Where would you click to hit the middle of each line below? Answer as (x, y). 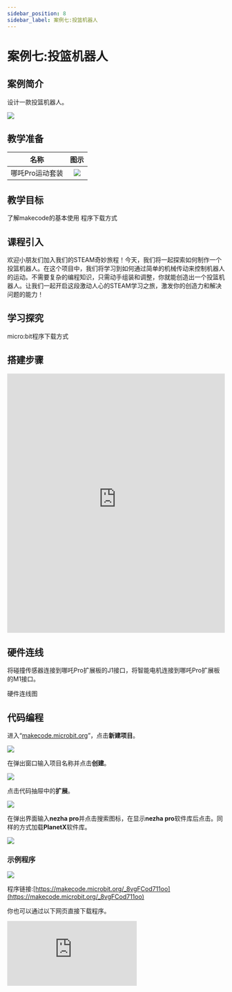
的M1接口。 (23, 679)
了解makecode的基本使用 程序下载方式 (62, 218)
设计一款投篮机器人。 (37, 102)
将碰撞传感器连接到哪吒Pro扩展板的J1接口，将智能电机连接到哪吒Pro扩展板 (114, 671)
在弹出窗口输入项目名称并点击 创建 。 (59, 763)
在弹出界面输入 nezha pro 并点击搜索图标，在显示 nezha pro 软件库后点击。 (112, 818)
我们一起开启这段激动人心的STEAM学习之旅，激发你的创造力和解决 (126, 286)
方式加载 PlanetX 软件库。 (55, 827)
